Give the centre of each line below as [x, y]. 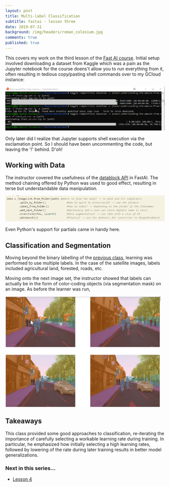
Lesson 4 [22, 479]
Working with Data [35, 165]
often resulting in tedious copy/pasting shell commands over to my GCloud [83, 74]
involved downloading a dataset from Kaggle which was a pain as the [77, 63]
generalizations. [22, 455]
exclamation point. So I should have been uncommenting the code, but [79, 144]
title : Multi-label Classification [43, 16]
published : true [22, 43]
